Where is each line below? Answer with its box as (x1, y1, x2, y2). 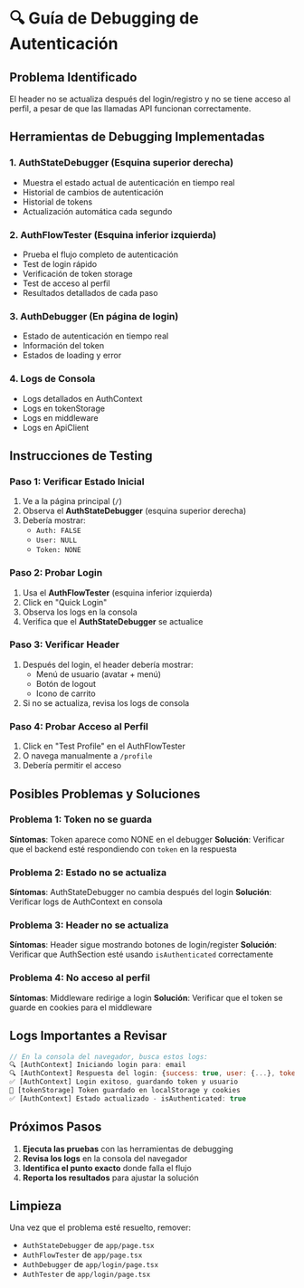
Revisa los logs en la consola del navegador (22, 1152, 188, 1164)
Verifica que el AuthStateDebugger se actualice (22, 615, 204, 626)
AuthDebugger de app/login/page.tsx (22, 1259, 159, 1270)
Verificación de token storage (22, 268, 133, 279)
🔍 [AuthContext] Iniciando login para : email (9, 1061, 187, 1070)
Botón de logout (35, 678, 97, 689)
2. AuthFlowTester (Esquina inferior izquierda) (9, 228, 217, 241)
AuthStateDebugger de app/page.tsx (22, 1240, 156, 1251)
